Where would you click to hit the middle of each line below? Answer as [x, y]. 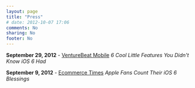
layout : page [22, 11]
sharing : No [21, 33]
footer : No [19, 38]
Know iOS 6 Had [26, 61]
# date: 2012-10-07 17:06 [38, 22]
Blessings [18, 79]
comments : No [22, 28]
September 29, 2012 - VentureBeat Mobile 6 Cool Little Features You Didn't [97, 55]
